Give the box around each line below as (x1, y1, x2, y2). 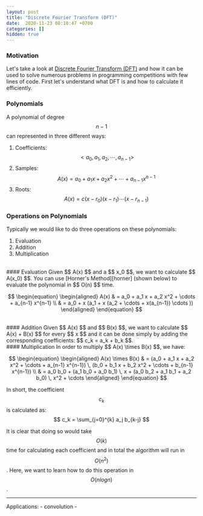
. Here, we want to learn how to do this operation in (6, 466, 134, 474)
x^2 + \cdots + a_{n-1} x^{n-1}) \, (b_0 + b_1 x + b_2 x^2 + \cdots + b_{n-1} (10, 362, 193, 369)
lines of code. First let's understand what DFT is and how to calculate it (6, 78, 183, 85)
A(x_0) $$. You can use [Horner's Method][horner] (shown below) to (6, 275, 177, 282)
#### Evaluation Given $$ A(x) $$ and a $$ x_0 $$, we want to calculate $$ (6, 268, 196, 276)
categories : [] (6, 25, 45, 32)
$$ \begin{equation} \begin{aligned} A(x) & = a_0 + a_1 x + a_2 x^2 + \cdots (7, 293, 196, 300)
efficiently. (6, 84, 33, 91)
